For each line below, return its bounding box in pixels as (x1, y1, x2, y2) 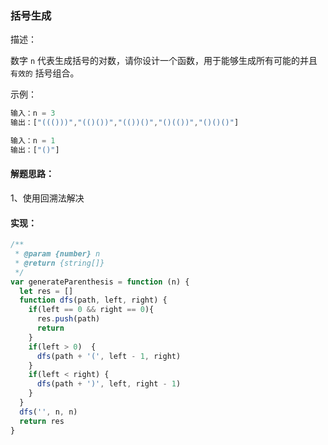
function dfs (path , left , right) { (19, 295, 168, 306)
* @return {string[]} (14, 258, 105, 268)
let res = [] (19, 286, 74, 296)
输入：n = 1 (10, 136, 56, 146)
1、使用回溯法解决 (10, 192, 85, 204)
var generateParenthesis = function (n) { (10, 277, 190, 287)
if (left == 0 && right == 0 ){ (28, 305, 155, 315)
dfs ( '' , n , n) (19, 407, 78, 417)
